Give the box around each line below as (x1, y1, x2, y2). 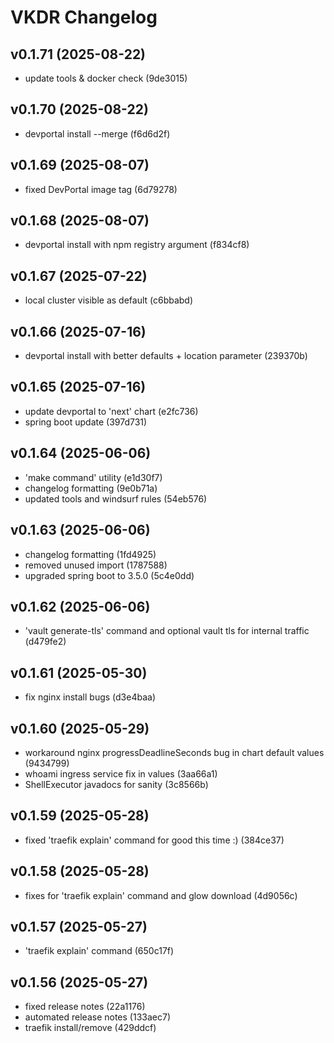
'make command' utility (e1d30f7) (24, 471, 163, 483)
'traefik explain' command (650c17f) (24, 945, 175, 957)
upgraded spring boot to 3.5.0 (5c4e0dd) (24, 569, 195, 581)
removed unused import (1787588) (24, 559, 168, 571)
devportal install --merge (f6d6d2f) (24, 127, 171, 140)
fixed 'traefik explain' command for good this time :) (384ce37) (24, 834, 285, 846)
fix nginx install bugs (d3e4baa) (24, 691, 157, 703)
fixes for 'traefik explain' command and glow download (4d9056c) (24, 889, 298, 901)
